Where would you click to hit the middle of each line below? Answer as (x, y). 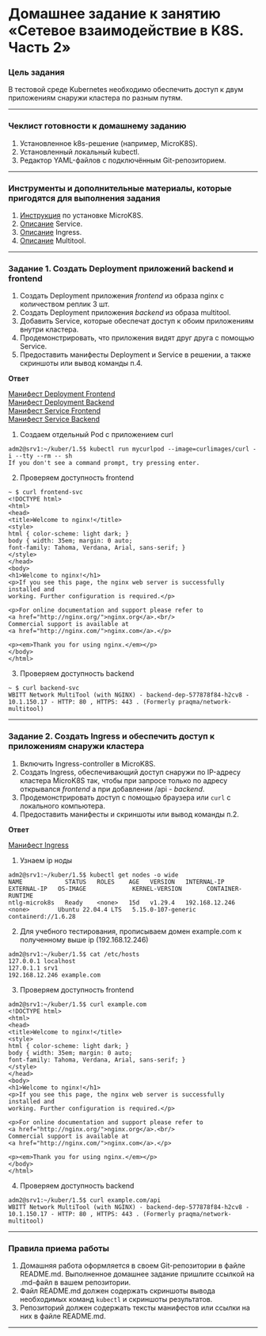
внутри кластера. (49, 329)
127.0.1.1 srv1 (33, 968)
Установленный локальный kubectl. (80, 152)
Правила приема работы (59, 1248)
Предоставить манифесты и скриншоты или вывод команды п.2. (129, 814)
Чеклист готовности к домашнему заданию (97, 126)
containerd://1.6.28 (42, 916)
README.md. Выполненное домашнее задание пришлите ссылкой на (137, 1273)
